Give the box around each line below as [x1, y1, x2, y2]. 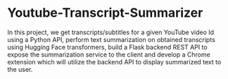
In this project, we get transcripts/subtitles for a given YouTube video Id [7, 28, 215, 36]
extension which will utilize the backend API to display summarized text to [7, 57, 222, 66]
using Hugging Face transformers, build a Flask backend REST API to [7, 43, 208, 51]
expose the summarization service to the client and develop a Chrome [7, 50, 211, 59]
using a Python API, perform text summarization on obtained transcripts [7, 35, 216, 43]
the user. [7, 65, 33, 73]
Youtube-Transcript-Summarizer [7, 5, 203, 21]
